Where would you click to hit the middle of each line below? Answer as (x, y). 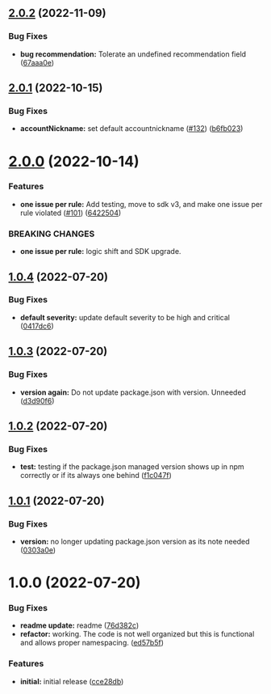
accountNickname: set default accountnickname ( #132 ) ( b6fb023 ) (131, 129)
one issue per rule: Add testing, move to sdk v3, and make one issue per (141, 204)
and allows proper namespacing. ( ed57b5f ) (92, 643)
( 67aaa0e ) (37, 62)
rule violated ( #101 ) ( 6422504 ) (71, 213)
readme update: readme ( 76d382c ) (79, 625)
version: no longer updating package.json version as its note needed (135, 541)
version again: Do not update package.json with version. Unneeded (133, 392)
